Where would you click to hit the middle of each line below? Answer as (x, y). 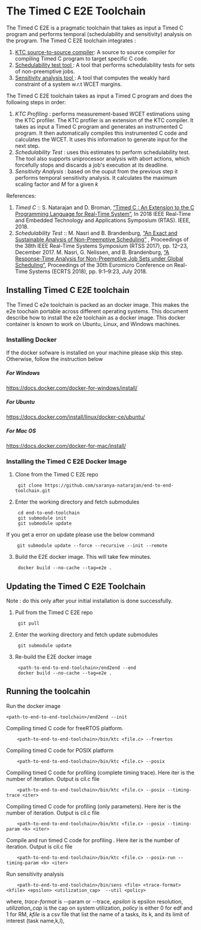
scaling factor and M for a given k (56, 184)
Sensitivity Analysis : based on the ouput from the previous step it (96, 171)
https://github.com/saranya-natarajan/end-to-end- (109, 485)
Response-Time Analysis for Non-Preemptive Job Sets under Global (99, 258)
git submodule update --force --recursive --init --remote (92, 546)
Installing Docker (31, 339)
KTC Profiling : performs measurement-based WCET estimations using (102, 114)
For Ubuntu (20, 402)
